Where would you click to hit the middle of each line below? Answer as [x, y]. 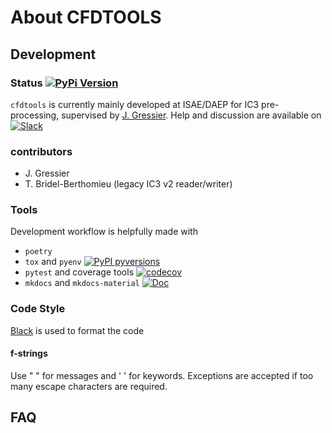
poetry [38, 252]
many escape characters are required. [89, 386]
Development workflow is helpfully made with [104, 232]
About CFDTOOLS [86, 17]
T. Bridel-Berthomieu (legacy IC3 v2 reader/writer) [128, 184]
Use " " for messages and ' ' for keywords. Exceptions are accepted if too [162, 375]
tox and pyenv [53, 262]
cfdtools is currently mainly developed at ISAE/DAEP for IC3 [135, 104]
